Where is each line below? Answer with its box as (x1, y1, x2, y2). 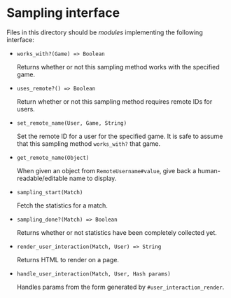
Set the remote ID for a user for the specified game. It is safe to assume (16, 132, 223, 140)
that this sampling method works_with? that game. (16, 139, 161, 148)
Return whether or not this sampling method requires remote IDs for (16, 97, 213, 106)
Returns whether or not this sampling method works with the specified (16, 62, 220, 71)
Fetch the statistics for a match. (16, 201, 108, 210)
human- (197, 166, 221, 175)
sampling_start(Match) (16, 189, 83, 196)
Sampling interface (6, 5, 120, 21)
